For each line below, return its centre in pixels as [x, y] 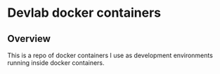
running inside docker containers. [56, 63]
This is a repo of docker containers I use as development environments [110, 55]
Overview [29, 39]
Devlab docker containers [84, 13]
